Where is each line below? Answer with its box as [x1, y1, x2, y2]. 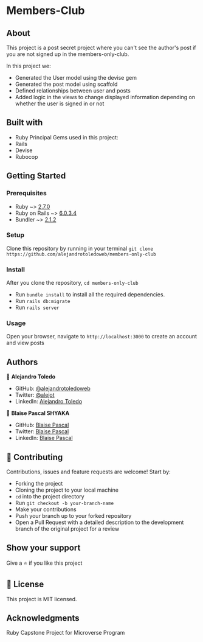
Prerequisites [6, 189, 47, 198]
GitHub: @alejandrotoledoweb [15, 385, 91, 393]
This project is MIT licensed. [6, 595, 77, 602]
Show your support [6, 543, 81, 553]
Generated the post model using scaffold [15, 80, 118, 88]
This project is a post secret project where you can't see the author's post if [6, 44, 196, 51]
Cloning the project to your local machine [15, 486, 119, 494]
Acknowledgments [6, 613, 80, 624]
